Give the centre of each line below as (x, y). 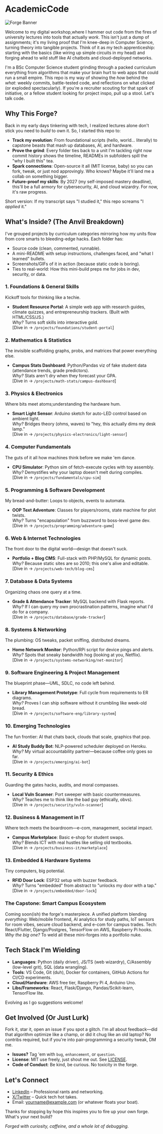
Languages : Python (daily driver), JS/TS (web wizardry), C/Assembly (82, 962)
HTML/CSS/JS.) (28, 317)
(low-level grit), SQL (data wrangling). (50, 967)
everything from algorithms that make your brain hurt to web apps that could (82, 72)
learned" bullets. (28, 258)
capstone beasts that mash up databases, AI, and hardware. (72, 145)
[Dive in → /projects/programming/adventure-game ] (63, 526)
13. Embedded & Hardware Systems (48, 860)
